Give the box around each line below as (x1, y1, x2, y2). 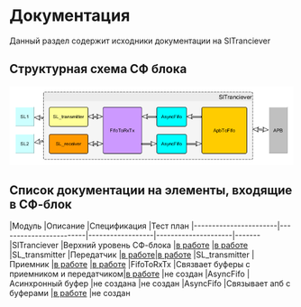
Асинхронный (9, 278, 63, 289)
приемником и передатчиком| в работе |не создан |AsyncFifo (9, 268, 245, 280)
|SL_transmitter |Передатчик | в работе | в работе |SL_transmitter (9, 249, 251, 260)
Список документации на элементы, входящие (9, 182, 293, 199)
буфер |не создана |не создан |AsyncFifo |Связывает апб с (64, 278, 291, 289)
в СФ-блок (9, 197, 72, 212)
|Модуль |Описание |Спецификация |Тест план (9, 220, 189, 231)
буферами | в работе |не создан (9, 288, 131, 299)
